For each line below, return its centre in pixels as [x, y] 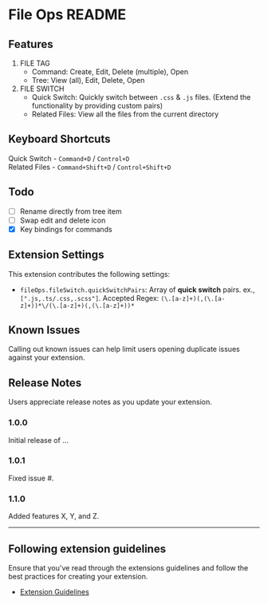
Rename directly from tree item [71, 211]
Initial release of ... [39, 440]
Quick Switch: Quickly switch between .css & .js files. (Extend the [141, 97]
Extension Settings [56, 255]
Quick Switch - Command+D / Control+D [69, 158]
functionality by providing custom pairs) [97, 106]
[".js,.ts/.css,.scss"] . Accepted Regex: [89, 298]
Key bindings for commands [66, 229]
